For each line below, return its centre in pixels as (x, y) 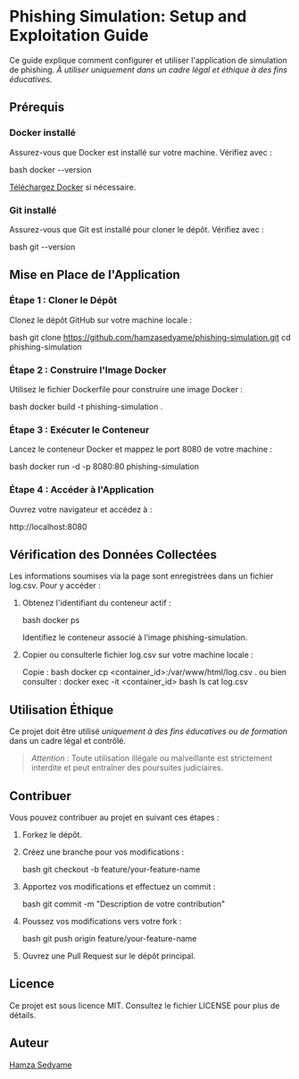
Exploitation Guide (79, 35)
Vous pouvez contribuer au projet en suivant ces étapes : (114, 817)
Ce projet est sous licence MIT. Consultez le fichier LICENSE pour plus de (145, 1005)
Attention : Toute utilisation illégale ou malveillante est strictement (151, 758)
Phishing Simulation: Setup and (128, 17)
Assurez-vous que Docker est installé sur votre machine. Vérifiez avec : (141, 152)
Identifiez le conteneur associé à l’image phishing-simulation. (135, 637)
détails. (23, 1015)
